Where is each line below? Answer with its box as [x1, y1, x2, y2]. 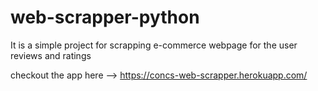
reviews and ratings [10, 49, 92, 61]
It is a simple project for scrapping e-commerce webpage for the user [10, 39, 298, 51]
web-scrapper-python [10, 6, 200, 29]
